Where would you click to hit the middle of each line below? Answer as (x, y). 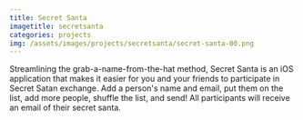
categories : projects (50, 35)
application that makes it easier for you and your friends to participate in (145, 79)
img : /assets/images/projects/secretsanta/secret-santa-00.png (132, 43)
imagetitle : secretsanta (56, 26)
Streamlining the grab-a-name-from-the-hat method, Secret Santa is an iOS (151, 69)
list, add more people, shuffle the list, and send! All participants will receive (150, 98)
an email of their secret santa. (65, 108)
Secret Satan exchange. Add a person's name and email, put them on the (146, 88)
